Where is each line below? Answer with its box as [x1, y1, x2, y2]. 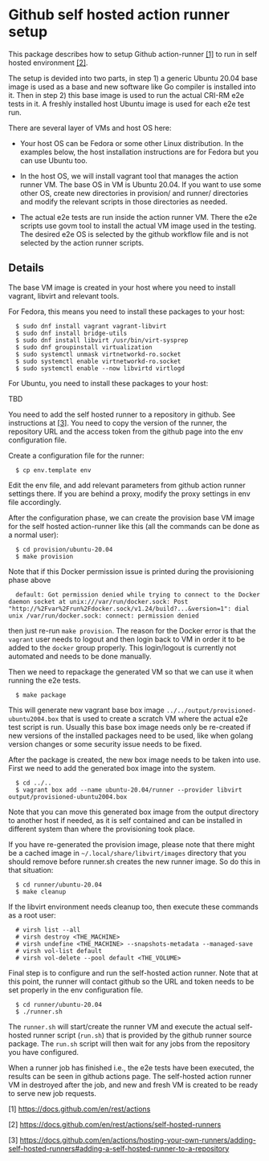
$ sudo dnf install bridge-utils [15, 329, 128, 337]
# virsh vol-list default [15, 947, 103, 955]
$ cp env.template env [15, 466, 92, 475]
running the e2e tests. [8, 675, 81, 685]
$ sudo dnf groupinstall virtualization [15, 343, 153, 351]
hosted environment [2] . [8, 58, 88, 67]
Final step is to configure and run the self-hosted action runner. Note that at [8, 967, 259, 977]
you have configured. [8, 1047, 79, 1057]
